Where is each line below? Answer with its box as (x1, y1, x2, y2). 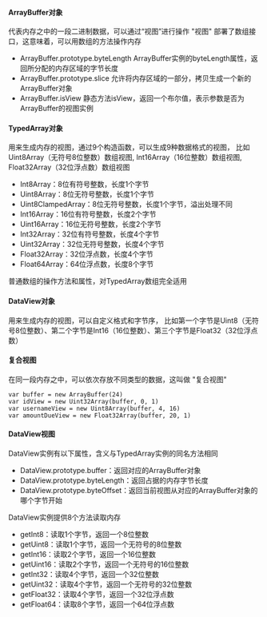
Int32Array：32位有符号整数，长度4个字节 (19, 229, 160, 239)
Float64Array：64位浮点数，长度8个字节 (19, 260, 154, 269)
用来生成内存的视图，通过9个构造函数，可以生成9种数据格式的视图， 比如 (8, 142, 250, 152)
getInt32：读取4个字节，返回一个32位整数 (19, 570, 160, 579)
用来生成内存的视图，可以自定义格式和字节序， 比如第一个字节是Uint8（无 (8, 316, 253, 325)
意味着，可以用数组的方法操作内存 (29, 37, 141, 46)
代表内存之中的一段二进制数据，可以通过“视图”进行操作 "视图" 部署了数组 (8, 26, 249, 36)
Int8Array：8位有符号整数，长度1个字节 (19, 180, 149, 189)
